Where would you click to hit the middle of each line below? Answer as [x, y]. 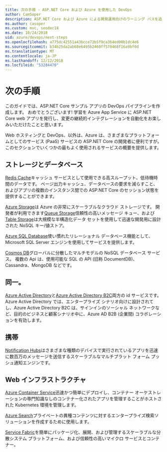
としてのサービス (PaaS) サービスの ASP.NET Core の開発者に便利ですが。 [85, 142]
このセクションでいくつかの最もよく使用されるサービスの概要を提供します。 [83, 148]
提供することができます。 [31, 196]
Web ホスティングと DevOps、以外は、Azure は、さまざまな [67, 135]
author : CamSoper [23, 14]
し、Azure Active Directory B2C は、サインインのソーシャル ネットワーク [80, 307]
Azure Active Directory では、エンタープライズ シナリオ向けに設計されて [80, 301]
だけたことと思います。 [42, 125]
